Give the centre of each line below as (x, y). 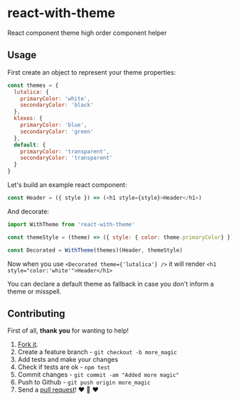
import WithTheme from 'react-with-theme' (71, 224)
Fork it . (28, 344)
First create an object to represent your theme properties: (92, 72)
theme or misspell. (34, 291)
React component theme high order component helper (87, 33)
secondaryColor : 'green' (57, 132)
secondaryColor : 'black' (57, 105)
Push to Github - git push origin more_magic (84, 383)
